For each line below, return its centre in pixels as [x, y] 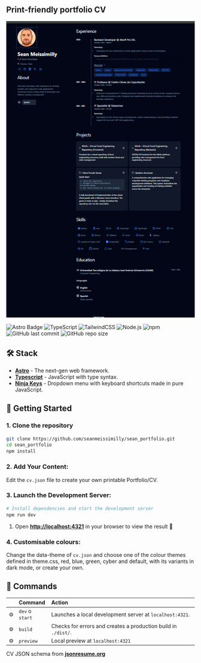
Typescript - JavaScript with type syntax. [66, 376]
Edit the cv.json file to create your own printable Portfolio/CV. [82, 480]
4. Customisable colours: [43, 542]
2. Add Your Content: [37, 467]
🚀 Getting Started [39, 409]
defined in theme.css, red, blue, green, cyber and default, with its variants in [100, 561]
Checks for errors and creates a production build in [114, 626]
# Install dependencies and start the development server [80, 508]
